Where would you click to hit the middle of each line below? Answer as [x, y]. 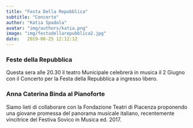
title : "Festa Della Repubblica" [47, 12]
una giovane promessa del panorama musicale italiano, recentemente [90, 113]
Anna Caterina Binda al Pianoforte [56, 94]
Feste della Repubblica [39, 60]
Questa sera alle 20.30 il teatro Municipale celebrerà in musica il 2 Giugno [96, 73]
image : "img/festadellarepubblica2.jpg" [56, 34]
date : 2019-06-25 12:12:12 [42, 39]
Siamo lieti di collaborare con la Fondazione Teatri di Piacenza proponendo [97, 107]
